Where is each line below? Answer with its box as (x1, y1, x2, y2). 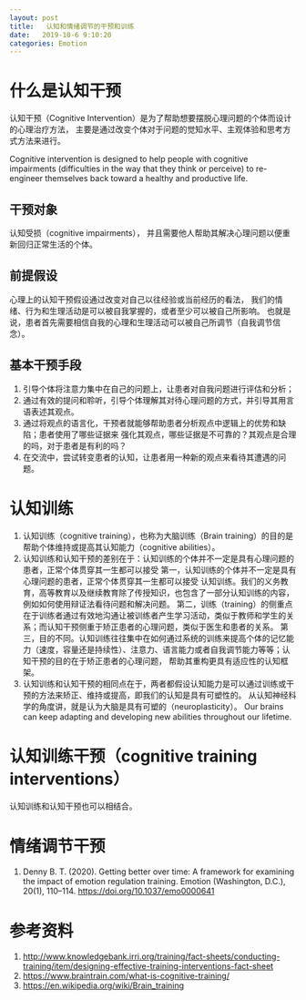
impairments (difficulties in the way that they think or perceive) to (9, 163, 254, 174)
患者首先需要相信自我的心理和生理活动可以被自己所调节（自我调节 (25, 316, 273, 328)
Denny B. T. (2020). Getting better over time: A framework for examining (22, 866, 295, 877)
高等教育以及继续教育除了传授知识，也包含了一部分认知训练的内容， (38, 587, 294, 597)
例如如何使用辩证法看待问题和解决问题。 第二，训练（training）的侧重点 (22, 598, 293, 609)
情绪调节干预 (9, 835, 107, 856)
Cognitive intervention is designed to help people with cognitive (9, 154, 249, 165)
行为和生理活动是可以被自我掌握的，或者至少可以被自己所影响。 (25, 305, 265, 316)
